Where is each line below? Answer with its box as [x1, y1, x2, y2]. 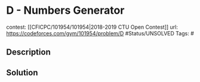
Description [6, 47, 51, 57]
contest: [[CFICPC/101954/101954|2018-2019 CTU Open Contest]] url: [6, 23, 178, 31]
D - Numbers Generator [6, 4, 125, 17]
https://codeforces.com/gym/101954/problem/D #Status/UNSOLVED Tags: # [6, 29, 194, 37]
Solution [6, 67, 38, 78]
